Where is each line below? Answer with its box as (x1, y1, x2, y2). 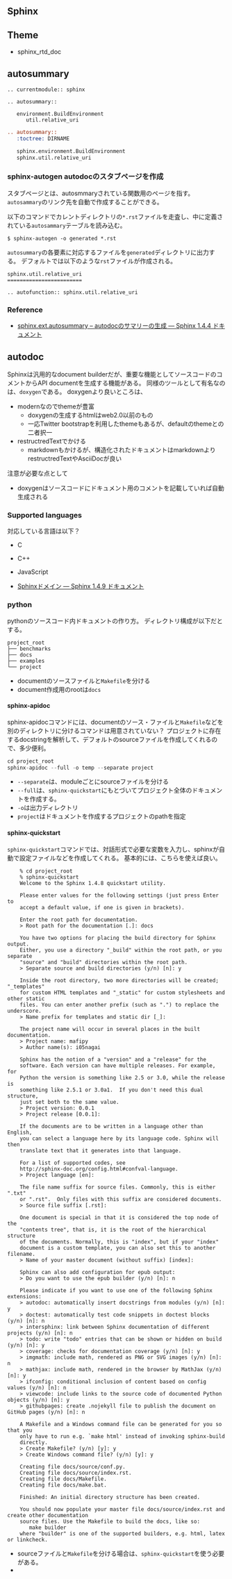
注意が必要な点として (7, 469, 68, 477)
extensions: (7, 1293, 42, 1300)
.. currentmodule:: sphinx (7, 86, 85, 93)
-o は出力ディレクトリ (17, 804, 78, 812)
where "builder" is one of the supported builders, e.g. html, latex (19, 1530, 226, 1537)
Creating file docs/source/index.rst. (19, 1469, 132, 1476)
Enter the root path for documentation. (19, 916, 138, 923)
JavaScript (17, 568, 49, 576)
